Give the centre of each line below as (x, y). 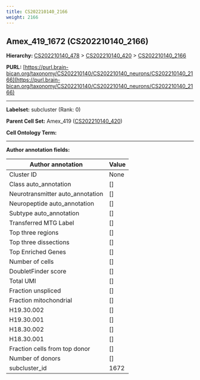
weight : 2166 (22, 17)
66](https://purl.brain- (33, 80)
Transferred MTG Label (42, 223)
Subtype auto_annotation (44, 213)
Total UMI (23, 281)
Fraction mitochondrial (41, 300)
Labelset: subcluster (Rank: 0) (43, 110)
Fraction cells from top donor (50, 349)
